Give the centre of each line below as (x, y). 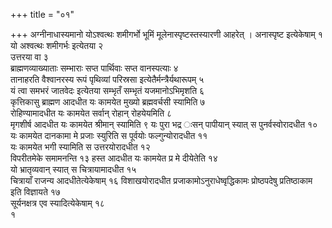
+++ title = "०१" (42, 14)
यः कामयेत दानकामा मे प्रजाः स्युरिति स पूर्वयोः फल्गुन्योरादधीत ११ (109, 135)
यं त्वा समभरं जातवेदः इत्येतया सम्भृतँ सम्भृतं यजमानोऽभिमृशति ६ (107, 90)
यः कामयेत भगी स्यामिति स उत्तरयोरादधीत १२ (80, 147)
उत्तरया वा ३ (29, 57)
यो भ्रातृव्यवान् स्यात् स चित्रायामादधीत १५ (73, 169)
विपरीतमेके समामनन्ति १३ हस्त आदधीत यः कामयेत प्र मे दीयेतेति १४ (114, 158)
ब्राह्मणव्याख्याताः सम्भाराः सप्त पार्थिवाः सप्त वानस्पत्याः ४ (94, 68)
